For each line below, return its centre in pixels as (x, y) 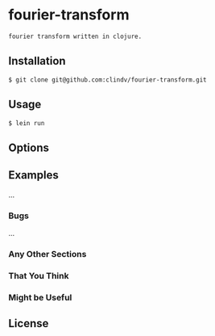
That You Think (39, 275)
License (29, 323)
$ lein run (27, 123)
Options (29, 147)
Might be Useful (40, 297)
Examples (33, 175)
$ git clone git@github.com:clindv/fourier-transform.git (107, 80)
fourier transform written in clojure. (75, 36)
